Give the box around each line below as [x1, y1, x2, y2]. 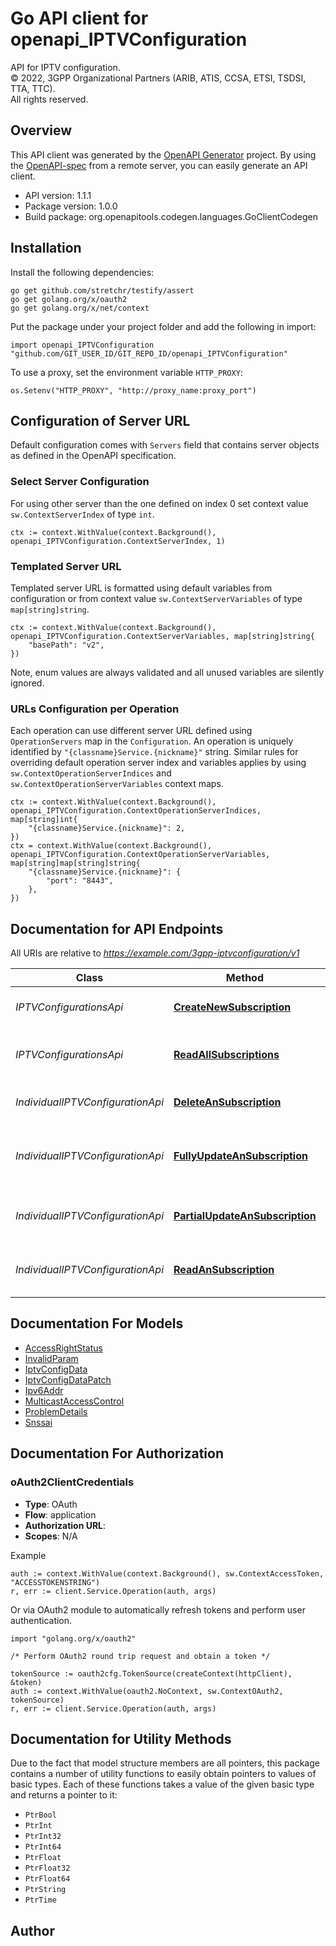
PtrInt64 [24, 1842, 62, 1852]
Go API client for [10, 7, 149, 30]
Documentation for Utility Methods [10, 1730, 232, 1747]
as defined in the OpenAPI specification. [10, 450, 177, 462]
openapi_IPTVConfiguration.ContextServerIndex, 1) [10, 536, 226, 546]
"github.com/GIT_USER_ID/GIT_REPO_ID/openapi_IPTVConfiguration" [10, 348, 288, 359]
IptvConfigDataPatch [24, 1373, 112, 1386]
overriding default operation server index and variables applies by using [10, 757, 307, 769]
